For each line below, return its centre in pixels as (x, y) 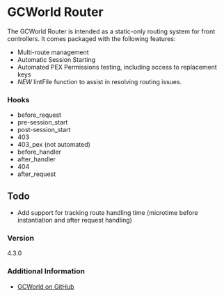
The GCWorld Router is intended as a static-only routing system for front (111, 31)
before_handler (39, 152)
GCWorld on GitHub (46, 287)
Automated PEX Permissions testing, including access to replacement (117, 67)
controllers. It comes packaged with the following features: (91, 38)
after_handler (36, 159)
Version (21, 238)
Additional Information (46, 271)
